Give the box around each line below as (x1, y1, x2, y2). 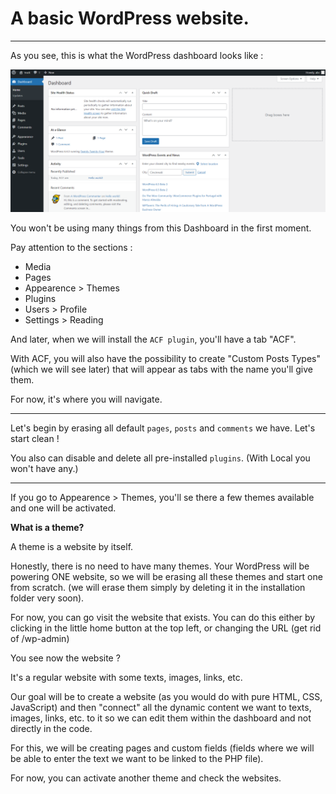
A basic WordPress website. (10, 7, 250, 30)
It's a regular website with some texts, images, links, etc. (10, 672, 243, 684)
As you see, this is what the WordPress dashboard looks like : (10, 49, 264, 61)
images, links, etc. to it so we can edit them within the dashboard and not (10, 712, 312, 724)
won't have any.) (10, 463, 79, 475)
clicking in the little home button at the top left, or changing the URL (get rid (10, 622, 322, 634)
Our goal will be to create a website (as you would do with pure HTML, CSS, (10, 691, 323, 703)
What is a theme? (10, 522, 85, 534)
